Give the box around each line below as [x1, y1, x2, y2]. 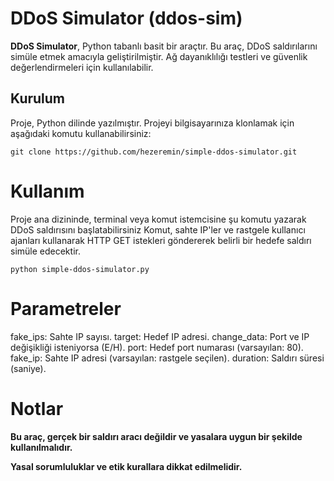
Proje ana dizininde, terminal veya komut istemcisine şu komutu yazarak [10, 213, 307, 225]
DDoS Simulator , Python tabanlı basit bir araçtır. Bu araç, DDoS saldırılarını [10, 40, 318, 52]
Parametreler [10, 297, 122, 320]
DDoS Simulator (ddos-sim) [10, 7, 243, 30]
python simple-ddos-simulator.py [10, 264, 150, 274]
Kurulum [10, 90, 66, 107]
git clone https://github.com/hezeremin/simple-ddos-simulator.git [10, 147, 298, 157]
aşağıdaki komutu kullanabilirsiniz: [10, 127, 152, 139]
